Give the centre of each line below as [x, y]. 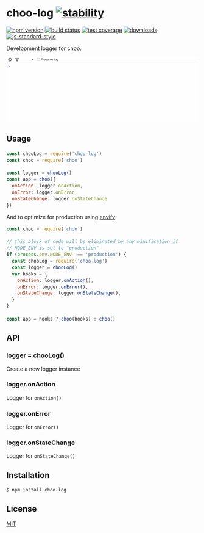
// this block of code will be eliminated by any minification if [92, 242]
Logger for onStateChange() [41, 456]
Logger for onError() [33, 427]
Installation [28, 475]
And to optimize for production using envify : [62, 217]
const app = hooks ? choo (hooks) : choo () [61, 319]
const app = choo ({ [31, 179]
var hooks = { [30, 274]
